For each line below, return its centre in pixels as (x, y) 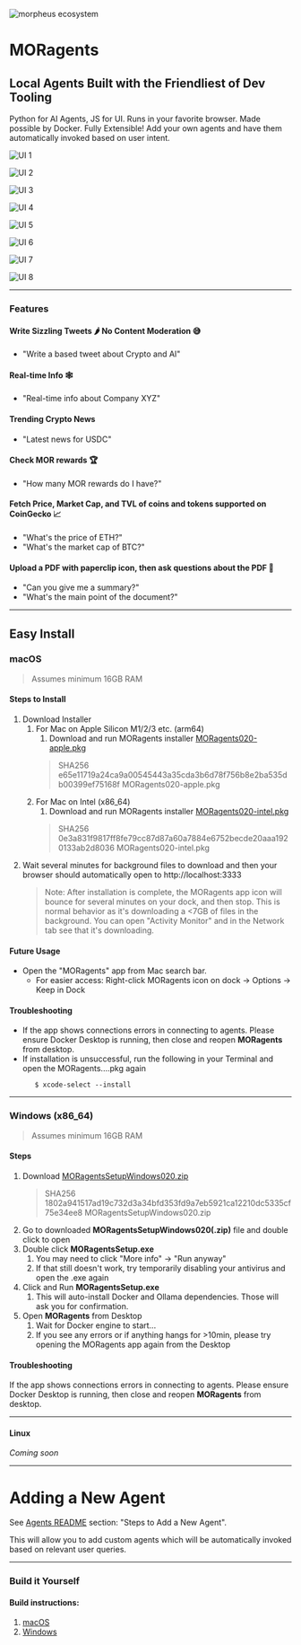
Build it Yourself (45, 1581)
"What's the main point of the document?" (100, 597)
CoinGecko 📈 (35, 514)
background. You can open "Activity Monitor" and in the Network (164, 921)
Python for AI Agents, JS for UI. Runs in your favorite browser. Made (135, 119)
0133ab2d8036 (86, 848)
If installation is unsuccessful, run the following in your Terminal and (148, 1059)
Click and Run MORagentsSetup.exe (90, 1287)
